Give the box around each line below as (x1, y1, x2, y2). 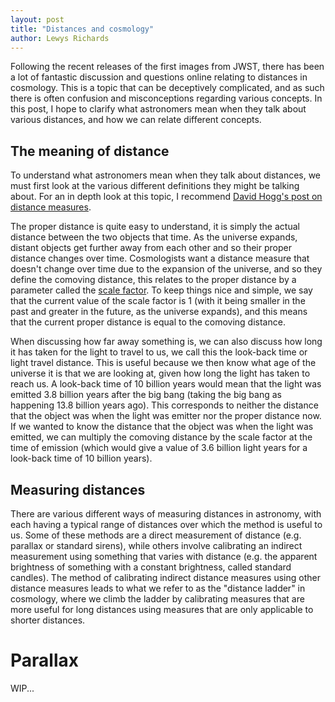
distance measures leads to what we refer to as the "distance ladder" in (10, 582, 306, 594)
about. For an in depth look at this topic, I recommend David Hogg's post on (10, 191, 323, 203)
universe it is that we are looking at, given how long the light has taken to (10, 367, 311, 380)
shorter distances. (10, 614, 86, 626)
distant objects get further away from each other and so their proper (10, 242, 292, 254)
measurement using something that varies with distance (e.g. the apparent (10, 551, 318, 562)
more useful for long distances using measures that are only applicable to (10, 604, 314, 615)
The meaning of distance (10, 142, 170, 160)
